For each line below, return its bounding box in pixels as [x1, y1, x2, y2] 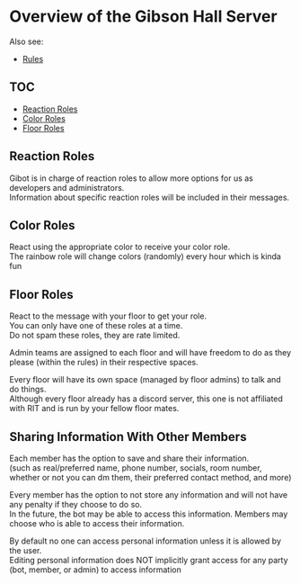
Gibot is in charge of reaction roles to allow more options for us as [9, 173, 254, 184]
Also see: [9, 36, 44, 47]
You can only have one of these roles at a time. [9, 320, 183, 331]
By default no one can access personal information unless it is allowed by [9, 535, 281, 546]
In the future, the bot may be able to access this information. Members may [9, 508, 288, 519]
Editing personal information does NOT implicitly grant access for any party [9, 555, 289, 565]
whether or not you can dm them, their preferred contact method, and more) [9, 472, 292, 482]
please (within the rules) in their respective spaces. [9, 357, 199, 368]
